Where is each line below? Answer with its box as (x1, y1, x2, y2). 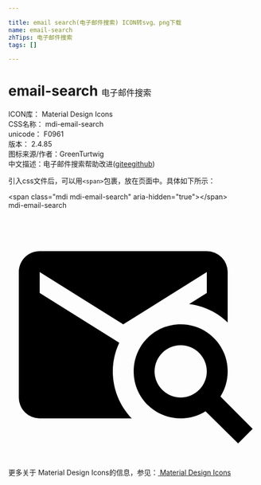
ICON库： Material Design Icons (8, 109, 113, 119)
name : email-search (8, 25, 73, 34)
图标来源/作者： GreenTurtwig (8, 149, 105, 159)
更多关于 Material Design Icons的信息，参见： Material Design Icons (8, 467, 232, 478)
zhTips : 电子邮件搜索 (8, 33, 73, 41)
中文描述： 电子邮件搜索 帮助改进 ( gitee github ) (8, 159, 155, 169)
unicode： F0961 (8, 129, 64, 139)
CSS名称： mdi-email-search (8, 119, 104, 129)
